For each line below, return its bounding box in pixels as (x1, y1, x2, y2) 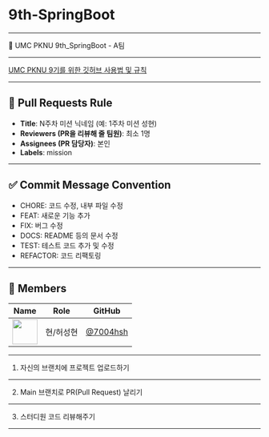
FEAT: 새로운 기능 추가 (19, 210, 90, 220)
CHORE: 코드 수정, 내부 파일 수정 (19, 200, 124, 210)
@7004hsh (85, 327, 128, 338)
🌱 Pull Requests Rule (8, 96, 113, 110)
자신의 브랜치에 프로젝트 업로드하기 (19, 363, 130, 373)
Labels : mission (19, 147, 73, 157)
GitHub (93, 306, 121, 317)
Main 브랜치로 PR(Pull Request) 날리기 (19, 387, 143, 397)
